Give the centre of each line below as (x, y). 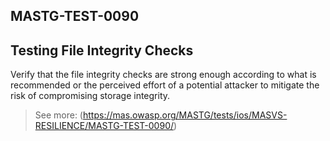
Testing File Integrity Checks (102, 50)
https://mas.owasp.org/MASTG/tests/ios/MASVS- (185, 115)
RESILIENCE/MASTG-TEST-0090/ (104, 126)
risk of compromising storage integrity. (90, 96)
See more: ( (58, 115)
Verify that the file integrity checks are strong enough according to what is (163, 75)
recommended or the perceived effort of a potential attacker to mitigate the (165, 85)
